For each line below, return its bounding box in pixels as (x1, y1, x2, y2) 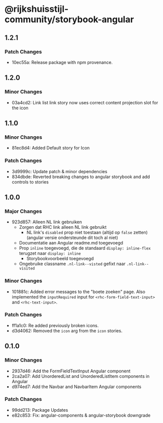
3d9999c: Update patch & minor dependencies (11, 168, 108, 174)
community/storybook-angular (4, 14, 134, 25)
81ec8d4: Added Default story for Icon (11, 145, 90, 151)
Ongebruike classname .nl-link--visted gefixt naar (19, 261, 126, 267)
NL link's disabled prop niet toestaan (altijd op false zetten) (26, 230, 148, 236)
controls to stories (11, 179, 49, 185)
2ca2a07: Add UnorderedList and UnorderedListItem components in (11, 373, 150, 379)
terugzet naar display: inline (19, 250, 81, 256)
